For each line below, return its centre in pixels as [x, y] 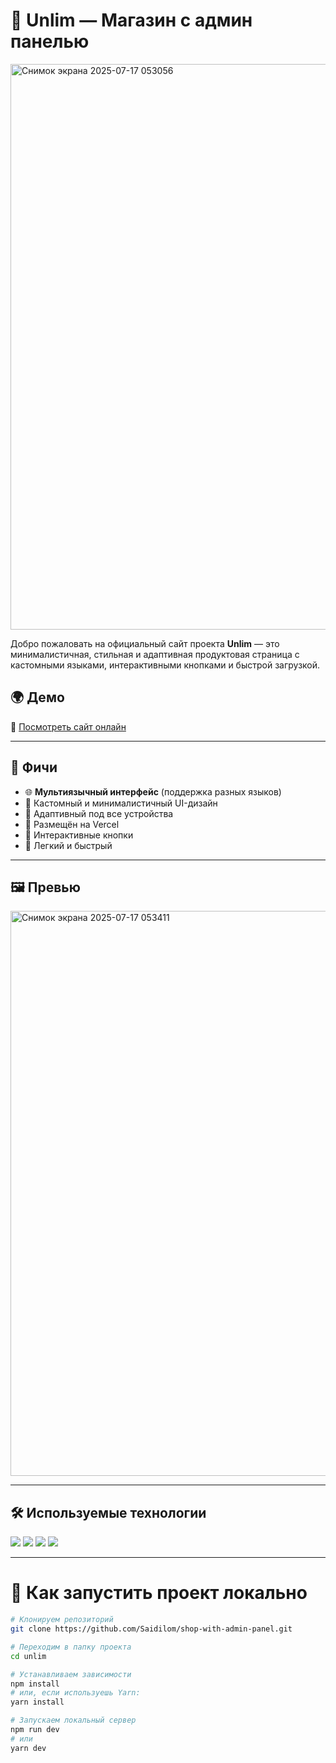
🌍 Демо [37, 697]
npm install [35, 1684]
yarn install [37, 1702]
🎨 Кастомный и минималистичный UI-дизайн [121, 803]
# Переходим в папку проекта [71, 1647]
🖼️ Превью [45, 887]
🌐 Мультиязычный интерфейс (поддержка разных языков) [153, 791]
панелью [50, 41]
